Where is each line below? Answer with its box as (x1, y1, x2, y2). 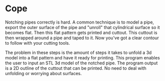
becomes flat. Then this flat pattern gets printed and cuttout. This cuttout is (5, 29, 158, 35)
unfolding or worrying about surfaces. (5, 70, 82, 76)
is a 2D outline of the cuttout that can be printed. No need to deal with (5, 65, 146, 71)
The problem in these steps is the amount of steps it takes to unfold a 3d (5, 50, 152, 55)
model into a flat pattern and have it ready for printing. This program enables (5, 54, 160, 60)
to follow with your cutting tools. (5, 40, 70, 46)
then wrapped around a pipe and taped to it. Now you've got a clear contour (5, 35, 159, 41)
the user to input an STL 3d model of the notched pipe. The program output (5, 60, 158, 66)
